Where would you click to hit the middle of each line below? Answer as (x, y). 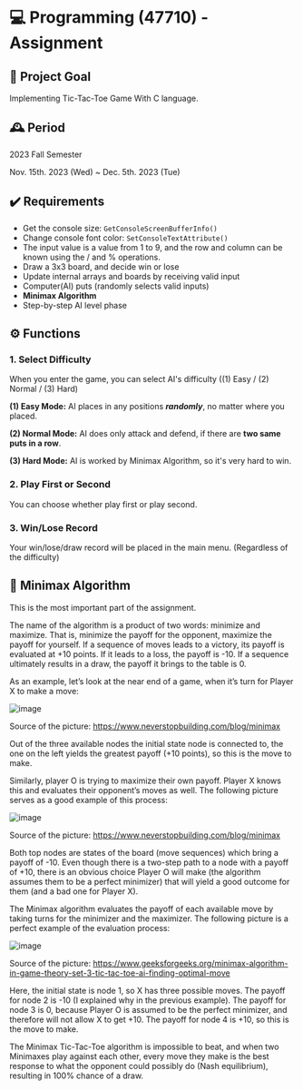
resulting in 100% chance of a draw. (76, 1075)
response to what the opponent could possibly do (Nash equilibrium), (139, 1065)
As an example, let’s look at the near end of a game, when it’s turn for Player (151, 681)
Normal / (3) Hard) (44, 389)
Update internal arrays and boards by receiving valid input (131, 276)
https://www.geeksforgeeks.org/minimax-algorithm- (191, 963)
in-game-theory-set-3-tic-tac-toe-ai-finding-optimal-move (120, 973)
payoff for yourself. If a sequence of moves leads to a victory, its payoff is (147, 644)
